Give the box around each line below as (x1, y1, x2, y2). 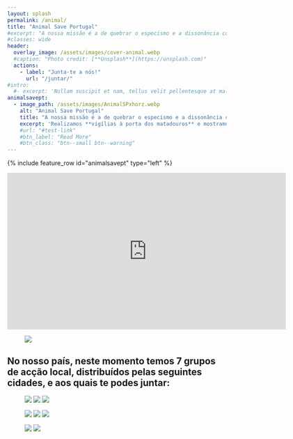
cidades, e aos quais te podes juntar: (7, 377, 171, 389)
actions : (13, 62, 39, 69)
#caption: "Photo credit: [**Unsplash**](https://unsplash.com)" (13, 56, 207, 63)
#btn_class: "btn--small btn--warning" (19, 140, 136, 147)
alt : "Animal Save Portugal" (19, 107, 104, 114)
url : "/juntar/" (25, 75, 73, 82)
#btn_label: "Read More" (19, 133, 92, 140)
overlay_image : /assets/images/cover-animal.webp (13, 49, 160, 56)
